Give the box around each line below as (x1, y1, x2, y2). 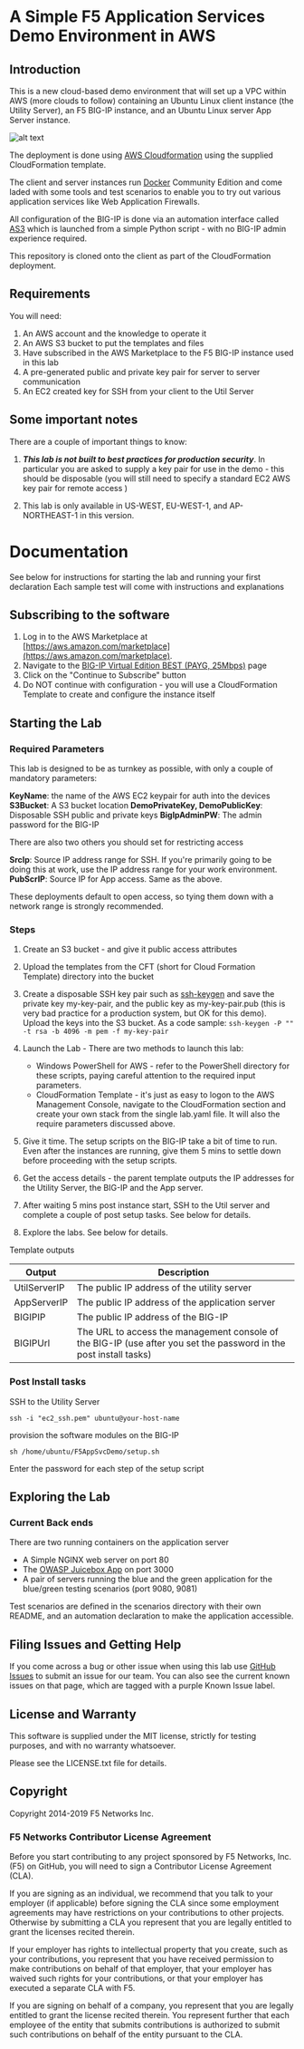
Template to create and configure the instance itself (22, 689, 215, 700)
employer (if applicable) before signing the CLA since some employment (9, 1898, 280, 1909)
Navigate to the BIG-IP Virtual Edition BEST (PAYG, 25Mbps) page (22, 660, 267, 672)
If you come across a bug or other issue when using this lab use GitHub (9, 1661, 276, 1672)
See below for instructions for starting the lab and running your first (9, 571, 261, 582)
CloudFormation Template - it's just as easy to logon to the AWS (35, 1089, 275, 1100)
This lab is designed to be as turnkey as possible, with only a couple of (9, 763, 273, 774)
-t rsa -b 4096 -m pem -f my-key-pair (22, 1027, 169, 1037)
